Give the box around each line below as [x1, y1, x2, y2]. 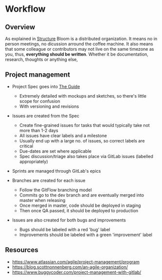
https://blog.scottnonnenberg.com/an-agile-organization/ [12, 264, 128, 270]
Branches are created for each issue [12, 177, 85, 183]
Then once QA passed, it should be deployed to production [19, 207, 139, 213]
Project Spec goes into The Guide [12, 83, 81, 89]
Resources [5, 246, 39, 254]
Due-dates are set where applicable [19, 148, 92, 154]
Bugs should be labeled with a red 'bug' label [19, 226, 111, 232]
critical [19, 143, 33, 149]
